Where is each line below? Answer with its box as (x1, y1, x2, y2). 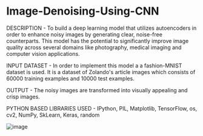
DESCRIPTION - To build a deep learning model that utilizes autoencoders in (6, 24, 197, 32)
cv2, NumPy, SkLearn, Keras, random (6, 111, 100, 118)
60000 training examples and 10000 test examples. (6, 75, 135, 82)
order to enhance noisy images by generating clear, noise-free (6, 30, 162, 38)
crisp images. (6, 93, 41, 100)
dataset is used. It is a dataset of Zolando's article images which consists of (6, 68, 196, 75)
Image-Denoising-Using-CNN (6, 4, 159, 18)
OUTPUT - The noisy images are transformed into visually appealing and (6, 86, 188, 93)
